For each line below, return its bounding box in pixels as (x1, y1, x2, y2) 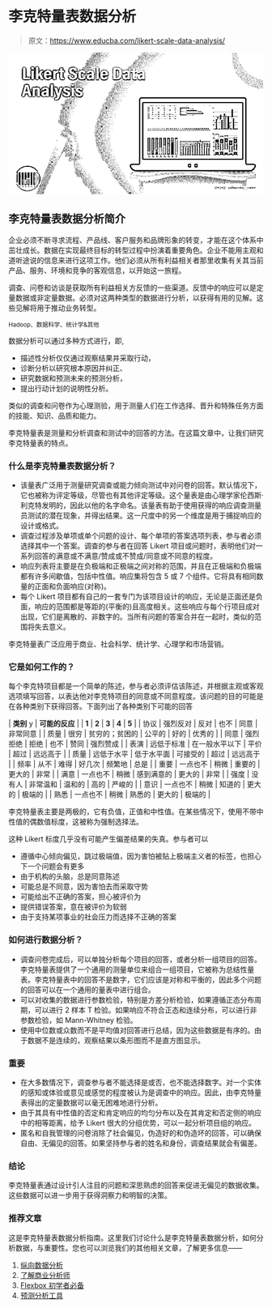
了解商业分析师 (19, 1270, 70, 1280)
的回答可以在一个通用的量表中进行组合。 (19, 985, 155, 995)
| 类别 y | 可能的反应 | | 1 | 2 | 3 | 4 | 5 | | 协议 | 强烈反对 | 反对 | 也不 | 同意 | (8, 718, 258, 729)
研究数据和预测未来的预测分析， (19, 373, 127, 383)
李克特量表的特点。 (8, 438, 73, 448)
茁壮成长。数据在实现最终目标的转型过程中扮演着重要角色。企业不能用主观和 (8, 245, 264, 255)
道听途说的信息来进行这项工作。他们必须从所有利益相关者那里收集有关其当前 (8, 255, 264, 265)
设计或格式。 (19, 521, 63, 530)
